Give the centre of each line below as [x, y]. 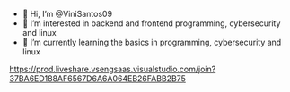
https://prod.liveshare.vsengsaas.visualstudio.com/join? [113, 69]
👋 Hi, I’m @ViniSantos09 [67, 14]
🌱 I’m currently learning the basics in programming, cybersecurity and [152, 42]
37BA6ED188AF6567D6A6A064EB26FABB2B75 [98, 79]
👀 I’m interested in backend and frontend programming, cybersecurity [151, 23]
